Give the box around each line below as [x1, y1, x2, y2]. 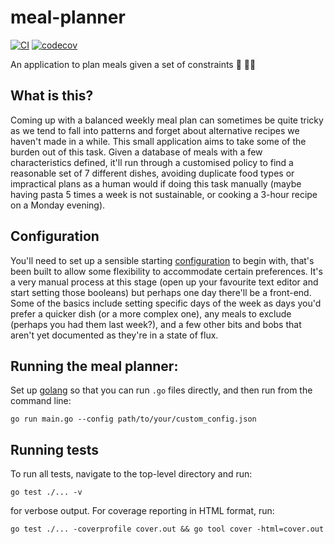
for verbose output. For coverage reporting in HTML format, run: [10, 505, 275, 517]
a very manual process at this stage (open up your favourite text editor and [10, 276, 319, 288]
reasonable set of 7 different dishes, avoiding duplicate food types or [10, 167, 295, 179]
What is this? [10, 87, 94, 105]
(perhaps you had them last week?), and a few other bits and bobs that [10, 318, 302, 330]
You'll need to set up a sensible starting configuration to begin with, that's [10, 254, 315, 266]
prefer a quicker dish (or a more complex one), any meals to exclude [10, 307, 292, 320]
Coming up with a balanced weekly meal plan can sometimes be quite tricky [10, 114, 324, 126]
